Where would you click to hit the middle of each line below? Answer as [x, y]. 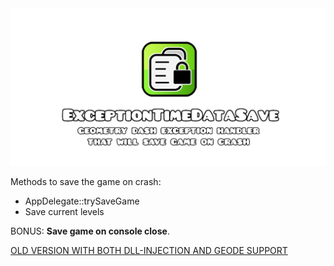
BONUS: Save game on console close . [90, 231]
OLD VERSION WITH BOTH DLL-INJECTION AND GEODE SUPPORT [149, 250]
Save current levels [64, 211]
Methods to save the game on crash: [86, 181]
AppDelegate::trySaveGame [82, 201]
